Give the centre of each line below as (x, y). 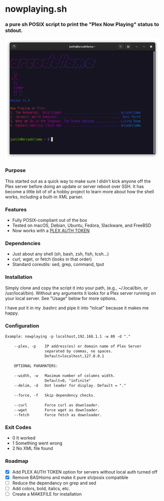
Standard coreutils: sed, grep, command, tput (58, 264)
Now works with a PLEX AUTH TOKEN (51, 231)
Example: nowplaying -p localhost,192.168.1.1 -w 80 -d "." (68, 336)
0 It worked (24, 438)
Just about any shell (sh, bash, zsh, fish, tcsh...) (60, 254)
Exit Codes (18, 427)
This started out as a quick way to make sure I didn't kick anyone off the (78, 181)
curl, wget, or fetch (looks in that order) (52, 259)
